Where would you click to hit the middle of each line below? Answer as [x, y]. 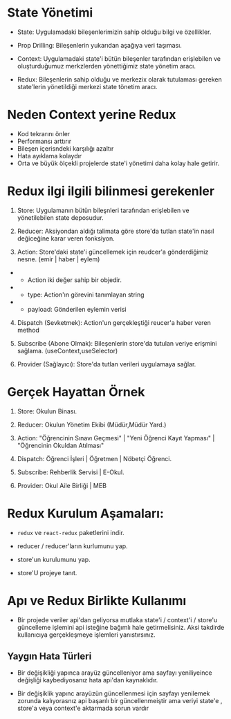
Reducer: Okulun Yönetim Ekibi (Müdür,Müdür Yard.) [92, 424]
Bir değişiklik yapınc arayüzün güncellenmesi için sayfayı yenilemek [113, 693]
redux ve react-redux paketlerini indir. [71, 532]
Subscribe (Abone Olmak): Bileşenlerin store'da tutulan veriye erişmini [117, 343]
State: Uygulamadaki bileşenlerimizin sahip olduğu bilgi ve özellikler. [114, 32]
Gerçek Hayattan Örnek [76, 392]
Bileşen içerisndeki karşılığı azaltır [65, 148]
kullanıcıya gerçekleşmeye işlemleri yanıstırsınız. [86, 635]
